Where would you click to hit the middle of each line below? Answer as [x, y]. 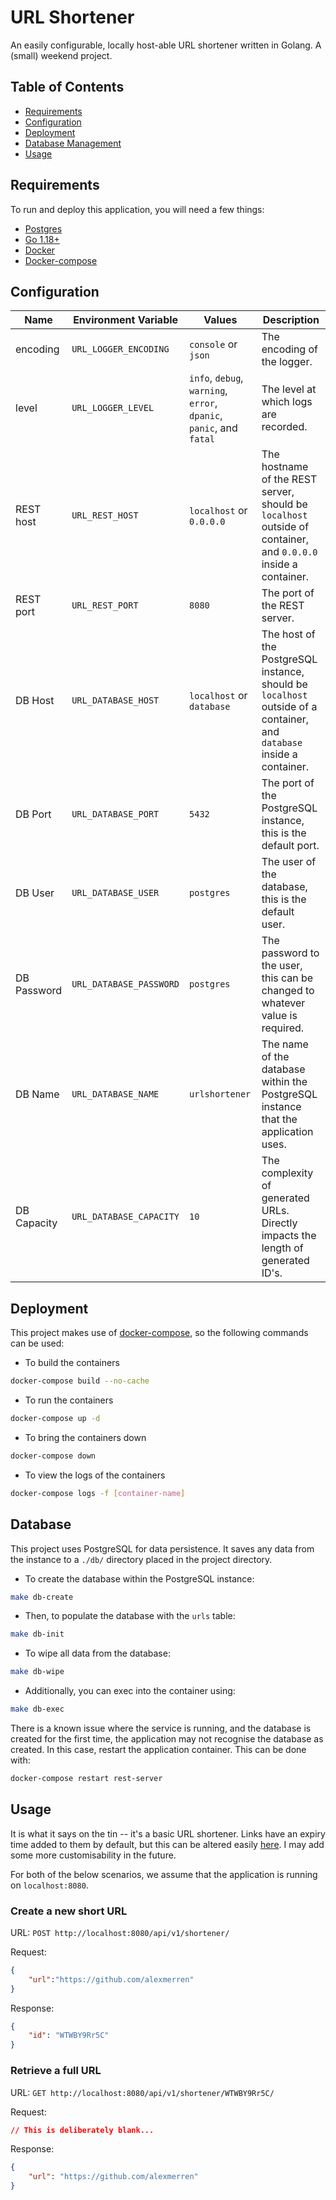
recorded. [284, 427]
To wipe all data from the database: [97, 1653]
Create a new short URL [69, 1911]
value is [279, 1016]
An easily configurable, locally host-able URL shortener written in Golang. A [166, 45]
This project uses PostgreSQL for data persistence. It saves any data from [162, 1548]
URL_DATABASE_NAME [115, 1094]
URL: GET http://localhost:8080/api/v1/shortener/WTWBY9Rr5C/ [142, 2092]
